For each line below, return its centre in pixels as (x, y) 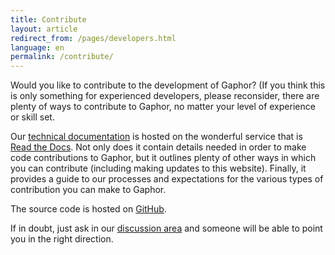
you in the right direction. (62, 239)
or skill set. (32, 117)
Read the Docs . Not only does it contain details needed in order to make (158, 147)
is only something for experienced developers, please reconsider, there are (165, 96)
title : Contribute (48, 19)
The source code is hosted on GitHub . (88, 209)
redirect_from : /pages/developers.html (93, 38)
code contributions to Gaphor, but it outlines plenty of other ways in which (163, 158)
